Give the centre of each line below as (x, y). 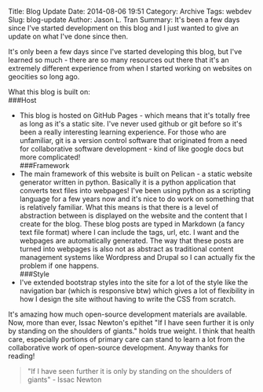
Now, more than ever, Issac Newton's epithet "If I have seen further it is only (131, 322)
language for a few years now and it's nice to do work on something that (137, 199)
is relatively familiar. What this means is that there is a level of (119, 207)
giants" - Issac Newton (64, 379)
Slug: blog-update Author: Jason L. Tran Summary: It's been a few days (124, 20)
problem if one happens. (59, 266)
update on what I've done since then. (68, 36)
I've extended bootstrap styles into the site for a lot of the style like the (134, 282)
